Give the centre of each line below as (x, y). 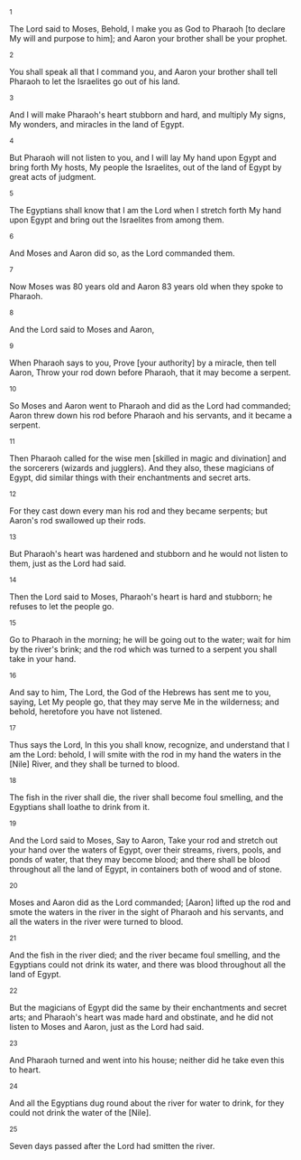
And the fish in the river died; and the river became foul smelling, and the (145, 955)
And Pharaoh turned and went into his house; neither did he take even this (147, 1060)
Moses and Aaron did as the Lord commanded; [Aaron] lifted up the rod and (150, 902)
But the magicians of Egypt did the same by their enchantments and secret (148, 1008)
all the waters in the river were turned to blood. (96, 922)
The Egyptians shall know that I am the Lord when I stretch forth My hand (146, 210)
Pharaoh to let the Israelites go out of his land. (95, 81)
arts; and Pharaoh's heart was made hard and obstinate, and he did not (141, 1017)
